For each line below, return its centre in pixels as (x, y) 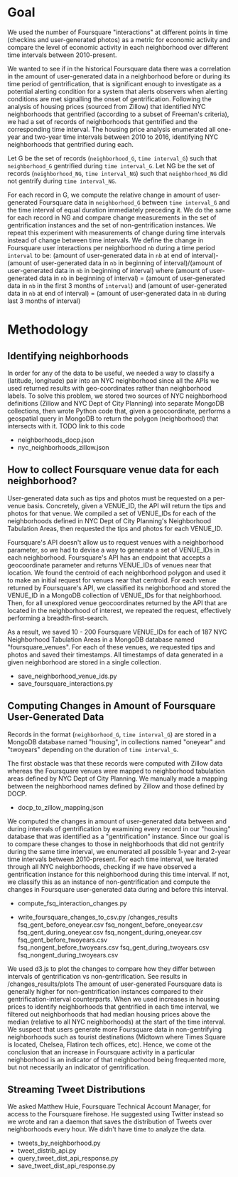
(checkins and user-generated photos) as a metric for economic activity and (119, 39)
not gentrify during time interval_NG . (62, 181)
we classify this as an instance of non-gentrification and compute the (109, 882)
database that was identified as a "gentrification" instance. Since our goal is (118, 836)
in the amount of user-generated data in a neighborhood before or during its (119, 76)
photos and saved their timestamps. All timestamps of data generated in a (115, 654)
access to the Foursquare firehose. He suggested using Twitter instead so (115, 1114)
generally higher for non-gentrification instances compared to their (106, 991)
